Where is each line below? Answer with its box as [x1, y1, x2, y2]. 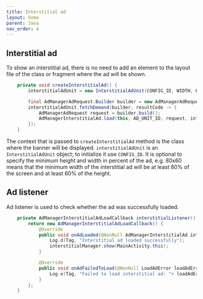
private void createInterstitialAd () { [17, 82, 118, 88]
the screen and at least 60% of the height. [6, 170, 112, 177]
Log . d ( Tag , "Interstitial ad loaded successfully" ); [49, 237, 185, 243]
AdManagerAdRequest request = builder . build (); [38, 110, 161, 116]
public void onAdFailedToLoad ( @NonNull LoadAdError [38, 265, 172, 271]
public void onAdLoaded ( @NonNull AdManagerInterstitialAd [38, 232, 188, 238]
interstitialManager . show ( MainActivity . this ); [49, 243, 169, 249]
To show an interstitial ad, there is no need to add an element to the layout [6, 64, 190, 71]
